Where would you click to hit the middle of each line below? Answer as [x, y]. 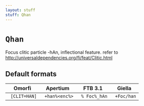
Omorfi [23, 89]
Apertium [58, 89]
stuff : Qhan [18, 15]
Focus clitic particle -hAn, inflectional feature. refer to [62, 52]
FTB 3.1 [93, 89]
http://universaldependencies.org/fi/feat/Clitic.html [59, 58]
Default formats [31, 74]
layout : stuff [20, 10]
